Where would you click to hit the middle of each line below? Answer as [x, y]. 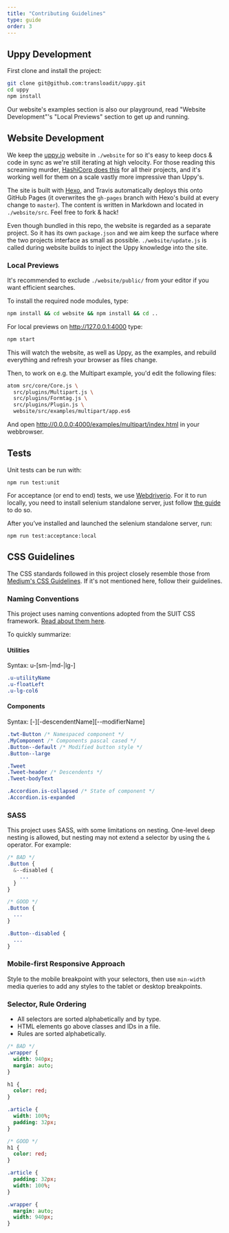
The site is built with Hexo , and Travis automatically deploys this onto [105, 190]
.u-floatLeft [26, 685]
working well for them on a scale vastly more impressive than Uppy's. [106, 177]
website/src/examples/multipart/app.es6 [72, 411]
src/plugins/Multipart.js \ [54, 392]
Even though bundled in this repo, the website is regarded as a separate [109, 225]
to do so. [20, 509]
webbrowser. [26, 432]
